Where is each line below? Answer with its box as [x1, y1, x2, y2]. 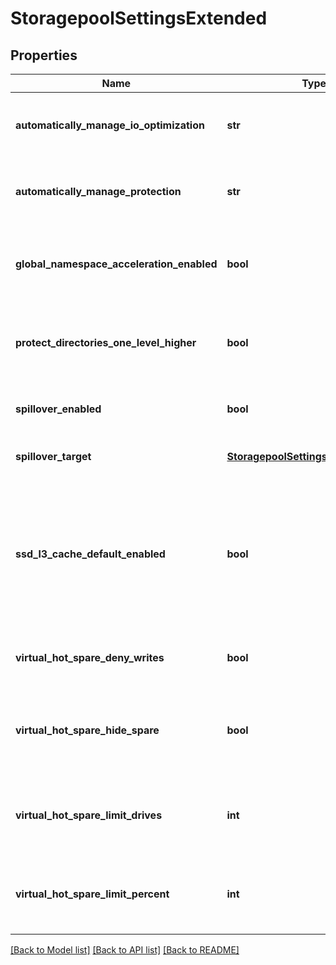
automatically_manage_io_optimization [15, 118, 205, 132]
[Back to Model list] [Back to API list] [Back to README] [10, 944, 240, 956]
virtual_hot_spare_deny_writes [15, 651, 165, 664]
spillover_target [15, 450, 92, 463]
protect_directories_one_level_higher [15, 336, 197, 349]
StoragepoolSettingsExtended [10, 7, 268, 30]
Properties [10, 47, 78, 64]
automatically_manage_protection [15, 185, 182, 198]
